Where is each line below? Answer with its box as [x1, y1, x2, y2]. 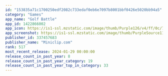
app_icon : [5, 26, 26, 31]
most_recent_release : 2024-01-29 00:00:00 [5, 49, 95, 54]
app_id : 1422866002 [5, 21, 46, 26]
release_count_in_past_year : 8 [5, 53, 70, 59]
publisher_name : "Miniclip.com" [5, 40, 72, 45]
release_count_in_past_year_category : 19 [5, 58, 93, 63]
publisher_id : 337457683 [5, 35, 57, 40]
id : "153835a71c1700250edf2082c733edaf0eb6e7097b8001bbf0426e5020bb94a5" [5, 7, 162, 12]
